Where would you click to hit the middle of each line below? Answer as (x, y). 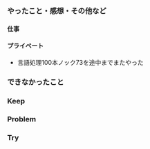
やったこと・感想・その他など (57, 10)
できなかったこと (36, 82)
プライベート (25, 46)
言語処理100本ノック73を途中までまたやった (80, 62)
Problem (22, 119)
